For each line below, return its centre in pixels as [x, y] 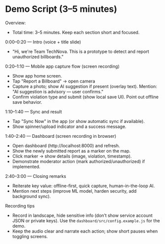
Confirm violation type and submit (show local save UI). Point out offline [85, 97]
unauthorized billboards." [38, 57]
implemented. [26, 166]
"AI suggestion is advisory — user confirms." [58, 91]
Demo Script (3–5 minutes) [61, 9]
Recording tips [20, 205]
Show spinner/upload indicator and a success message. [69, 126]
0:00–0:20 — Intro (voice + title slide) [43, 42]
